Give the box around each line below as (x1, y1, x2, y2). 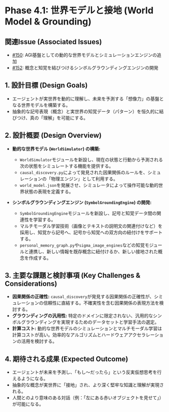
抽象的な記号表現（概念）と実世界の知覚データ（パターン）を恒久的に (12, 108, 160, 114)
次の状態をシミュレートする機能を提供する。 (19, 163, 114, 169)
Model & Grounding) (5, 16, 92, 28)
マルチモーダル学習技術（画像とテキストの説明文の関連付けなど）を (19, 223, 163, 229)
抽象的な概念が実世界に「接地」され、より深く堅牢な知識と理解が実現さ (12, 382, 164, 388)
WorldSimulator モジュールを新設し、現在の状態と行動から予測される (19, 156, 163, 162)
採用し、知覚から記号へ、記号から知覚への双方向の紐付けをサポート (19, 229, 163, 235)
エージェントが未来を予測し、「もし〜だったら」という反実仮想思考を (12, 369, 157, 375)
